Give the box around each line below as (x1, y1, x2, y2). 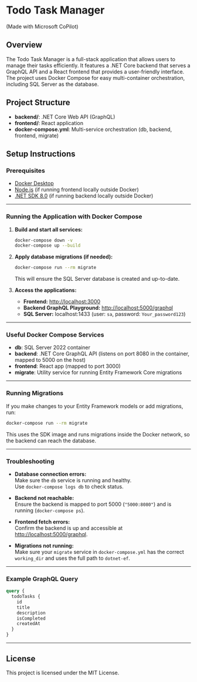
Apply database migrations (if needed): (14, 253, 113, 260)
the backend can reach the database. (6, 437, 97, 444)
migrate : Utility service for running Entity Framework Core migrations (14, 369, 182, 376)
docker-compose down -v (14, 237, 73, 243)
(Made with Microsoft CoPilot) (6, 23, 79, 30)
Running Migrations (6, 389, 63, 397)
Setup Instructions (6, 149, 76, 159)
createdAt (16, 621, 41, 627)
